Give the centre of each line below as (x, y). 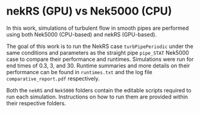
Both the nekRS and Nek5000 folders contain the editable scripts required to (99, 90)
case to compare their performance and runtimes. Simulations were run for (100, 59)
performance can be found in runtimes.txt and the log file (79, 72)
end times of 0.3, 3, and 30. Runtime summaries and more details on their (98, 66)
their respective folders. (36, 103)
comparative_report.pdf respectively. (53, 78)
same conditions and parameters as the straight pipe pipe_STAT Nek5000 (98, 52)
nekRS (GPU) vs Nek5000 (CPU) (89, 11)
